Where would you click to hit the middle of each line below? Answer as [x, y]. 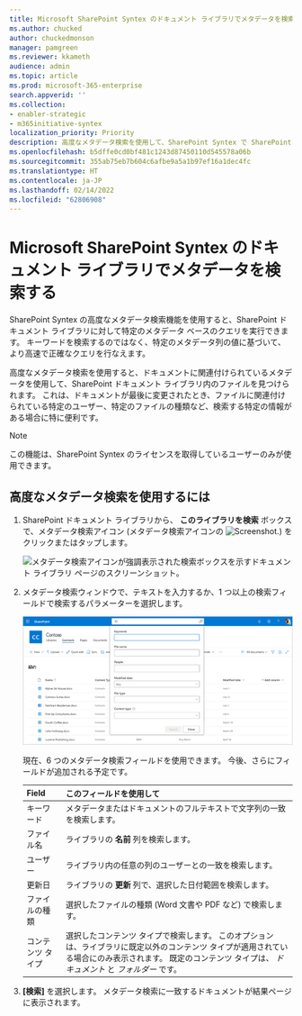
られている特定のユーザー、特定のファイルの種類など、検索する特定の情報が [151, 406]
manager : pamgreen [44, 48]
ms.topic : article [44, 77]
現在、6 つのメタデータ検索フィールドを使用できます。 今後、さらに [149, 760]
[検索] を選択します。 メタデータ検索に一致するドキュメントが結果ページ [157, 991]
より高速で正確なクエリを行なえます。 [80, 354]
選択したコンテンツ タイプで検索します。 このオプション [170, 936]
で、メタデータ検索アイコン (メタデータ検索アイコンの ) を [157, 531]
